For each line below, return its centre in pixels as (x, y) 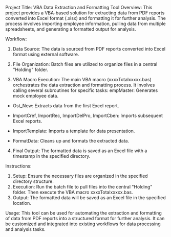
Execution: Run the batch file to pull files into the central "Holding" (82, 187)
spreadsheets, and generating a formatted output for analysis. (71, 29)
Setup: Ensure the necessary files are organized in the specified (80, 176)
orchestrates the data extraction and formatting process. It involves (84, 85)
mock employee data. (36, 96)
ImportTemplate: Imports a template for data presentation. (74, 131)
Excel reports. (27, 121)
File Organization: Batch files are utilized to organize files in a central (85, 64)
